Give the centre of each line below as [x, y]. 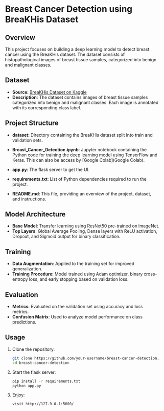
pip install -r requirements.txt [46, 381]
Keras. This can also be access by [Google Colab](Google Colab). [78, 160]
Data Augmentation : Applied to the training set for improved [73, 264]
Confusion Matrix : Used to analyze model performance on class [77, 317]
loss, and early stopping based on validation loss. [79, 279]
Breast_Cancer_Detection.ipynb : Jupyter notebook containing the [79, 149]
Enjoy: [18, 395]
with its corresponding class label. [47, 108]
